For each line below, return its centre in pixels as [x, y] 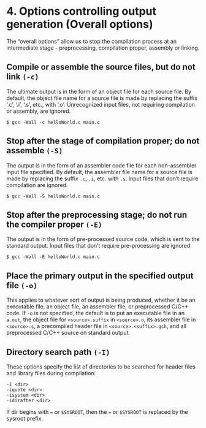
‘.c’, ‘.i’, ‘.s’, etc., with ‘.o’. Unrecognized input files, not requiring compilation [101, 104]
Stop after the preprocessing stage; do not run [97, 215]
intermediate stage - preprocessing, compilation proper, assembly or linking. [103, 48]
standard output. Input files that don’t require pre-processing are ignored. [99, 246]
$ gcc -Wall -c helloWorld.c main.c [53, 122]
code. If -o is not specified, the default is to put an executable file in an [96, 313]
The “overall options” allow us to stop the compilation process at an [91, 41]
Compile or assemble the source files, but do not [101, 67]
